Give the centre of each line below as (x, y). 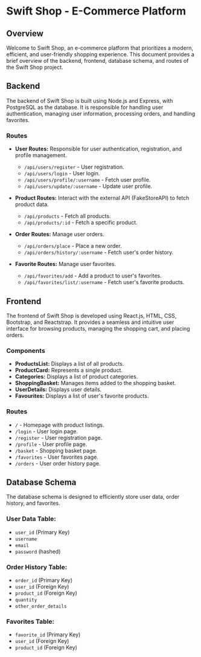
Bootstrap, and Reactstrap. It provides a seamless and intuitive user (90, 322)
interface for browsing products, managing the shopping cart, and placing (98, 328)
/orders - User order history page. (58, 463)
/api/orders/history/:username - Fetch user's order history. (99, 253)
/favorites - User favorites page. (56, 457)
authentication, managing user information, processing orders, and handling (101, 114)
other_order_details (41, 606)
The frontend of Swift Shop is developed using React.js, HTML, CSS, (91, 316)
